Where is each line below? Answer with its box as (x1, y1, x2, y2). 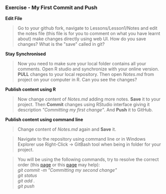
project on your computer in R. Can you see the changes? (17, 77, 137, 83)
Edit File (5, 16, 23, 22)
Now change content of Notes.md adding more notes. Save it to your (17, 96, 161, 102)
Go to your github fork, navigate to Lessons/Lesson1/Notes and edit (17, 25, 157, 31)
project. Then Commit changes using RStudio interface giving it (17, 102, 150, 108)
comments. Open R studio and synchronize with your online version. (17, 66, 159, 72)
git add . (17, 178, 35, 184)
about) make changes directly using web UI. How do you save (17, 36, 146, 42)
